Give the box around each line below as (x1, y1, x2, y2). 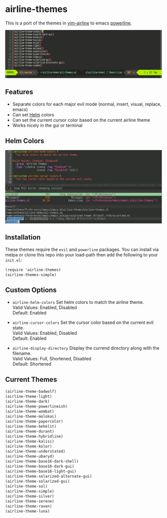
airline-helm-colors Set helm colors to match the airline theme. (12, 299, 144, 305)
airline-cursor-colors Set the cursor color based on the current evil (12, 319, 154, 325)
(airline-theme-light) (5, 394, 52, 399)
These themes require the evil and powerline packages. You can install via (5, 246, 159, 253)
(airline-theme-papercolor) (5, 419, 64, 424)
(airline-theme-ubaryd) (5, 454, 55, 459)
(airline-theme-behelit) (5, 424, 57, 429)
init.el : (5, 257, 22, 263)
